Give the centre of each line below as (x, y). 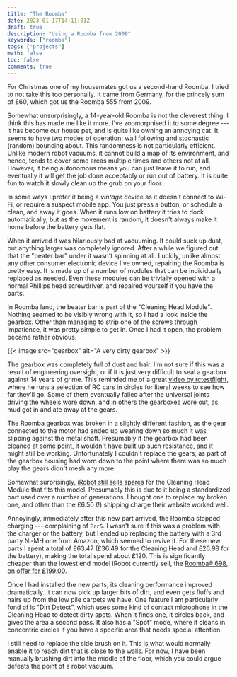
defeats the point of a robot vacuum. (61, 666)
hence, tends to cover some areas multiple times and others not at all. (109, 161)
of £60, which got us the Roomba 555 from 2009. (80, 102)
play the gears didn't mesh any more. (62, 468)
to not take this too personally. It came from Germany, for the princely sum (116, 94)
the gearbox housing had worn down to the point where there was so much (117, 461)
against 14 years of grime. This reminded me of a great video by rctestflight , (118, 379)
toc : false (23, 60)
